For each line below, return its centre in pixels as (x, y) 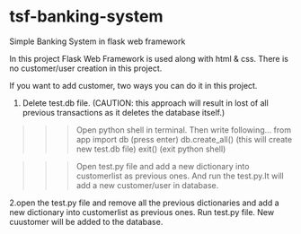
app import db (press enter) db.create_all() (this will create (184, 139)
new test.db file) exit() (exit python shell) (151, 149)
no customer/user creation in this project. (86, 68)
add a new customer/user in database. (147, 185)
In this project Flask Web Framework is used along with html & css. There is (149, 58)
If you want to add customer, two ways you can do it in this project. (133, 85)
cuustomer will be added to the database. (86, 221)
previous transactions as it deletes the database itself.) (124, 112)
